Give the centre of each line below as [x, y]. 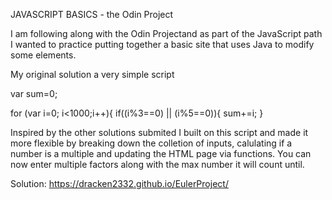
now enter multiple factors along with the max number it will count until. [157, 164]
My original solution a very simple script [92, 74]
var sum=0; [34, 93]
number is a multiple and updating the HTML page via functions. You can [161, 153]
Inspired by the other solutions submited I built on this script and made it [159, 132]
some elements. [43, 55]
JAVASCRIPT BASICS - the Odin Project [92, 14]
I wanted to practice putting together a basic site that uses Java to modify [162, 44]
